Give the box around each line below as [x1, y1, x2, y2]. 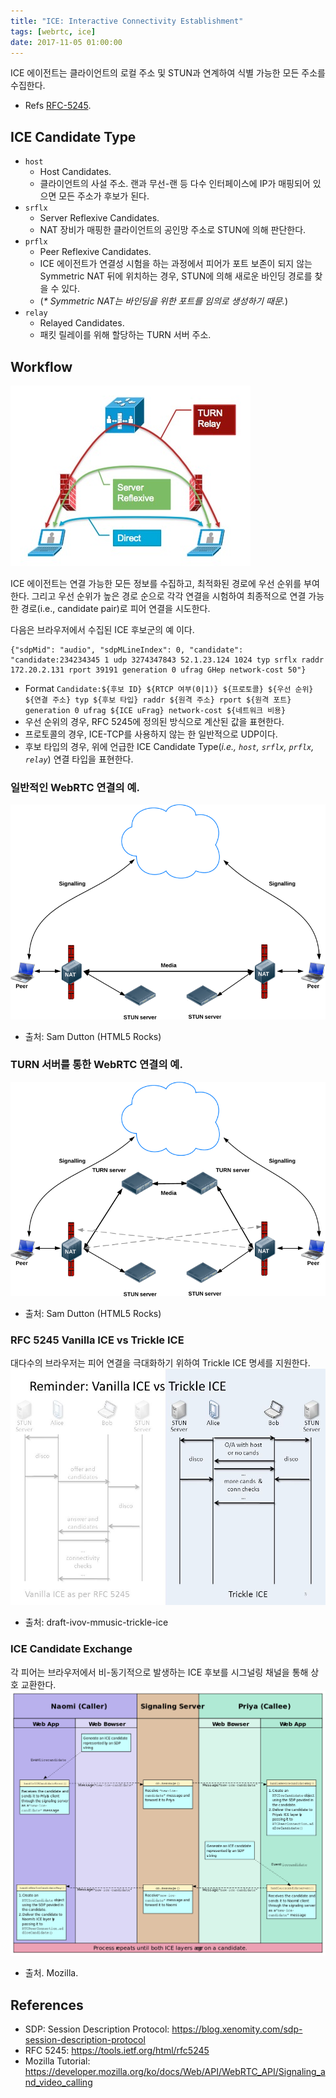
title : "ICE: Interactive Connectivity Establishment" [10, 16, 244, 26]
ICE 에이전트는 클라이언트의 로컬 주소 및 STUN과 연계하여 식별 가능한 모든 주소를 [10, 67, 326, 79]
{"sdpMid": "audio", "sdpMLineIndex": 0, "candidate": [10, 645, 244, 655]
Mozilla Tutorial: [24, 2055, 91, 2067]
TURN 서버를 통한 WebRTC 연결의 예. [10, 1058, 183, 1072]
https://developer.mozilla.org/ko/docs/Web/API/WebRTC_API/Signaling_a [24, 2066, 326, 2078]
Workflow [10, 358, 73, 375]
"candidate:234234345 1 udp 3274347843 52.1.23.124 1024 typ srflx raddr [10, 655, 325, 665]
